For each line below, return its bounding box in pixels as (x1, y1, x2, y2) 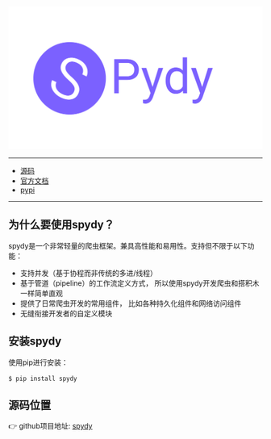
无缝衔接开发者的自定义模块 (19, 308, 113, 318)
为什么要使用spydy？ (8, 218, 115, 232)
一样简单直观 (19, 288, 63, 298)
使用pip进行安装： (8, 357, 69, 367)
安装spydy (8, 334, 62, 349)
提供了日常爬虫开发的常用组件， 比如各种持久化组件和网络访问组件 (19, 298, 242, 308)
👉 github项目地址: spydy (8, 421, 93, 431)
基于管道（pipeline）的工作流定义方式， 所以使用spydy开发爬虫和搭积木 (19, 278, 260, 288)
